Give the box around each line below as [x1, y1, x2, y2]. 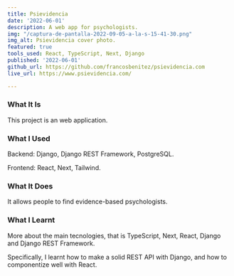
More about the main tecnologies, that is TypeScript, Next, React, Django [7, 231, 221, 240]
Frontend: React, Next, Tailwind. [7, 164, 101, 172]
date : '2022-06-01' [7, 17, 65, 24]
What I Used [7, 133, 51, 143]
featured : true [7, 43, 53, 51]
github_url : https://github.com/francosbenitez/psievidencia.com [7, 63, 205, 70]
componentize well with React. [7, 260, 97, 269]
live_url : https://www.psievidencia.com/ [7, 70, 132, 77]
